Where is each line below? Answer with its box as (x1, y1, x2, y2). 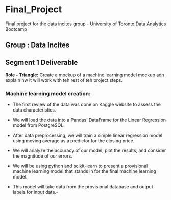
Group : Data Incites (5, 41, 70, 50)
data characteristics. (12, 107, 56, 113)
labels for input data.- (12, 189, 59, 195)
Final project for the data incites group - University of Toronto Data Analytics (5, 20, 166, 27)
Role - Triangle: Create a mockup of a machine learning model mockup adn (5, 72, 164, 78)
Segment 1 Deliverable (5, 58, 78, 67)
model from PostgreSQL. (12, 122, 65, 128)
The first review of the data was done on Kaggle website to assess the (12, 101, 161, 108)
